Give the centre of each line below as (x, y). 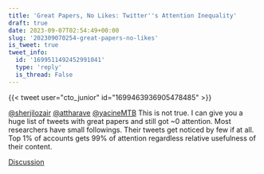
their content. (30, 146)
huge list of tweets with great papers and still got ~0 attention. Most (120, 121)
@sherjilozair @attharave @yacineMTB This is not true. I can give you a (126, 113)
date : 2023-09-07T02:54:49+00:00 (64, 30)
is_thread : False (44, 75)
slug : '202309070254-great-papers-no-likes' (83, 38)
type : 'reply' (39, 68)
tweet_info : (28, 52)
